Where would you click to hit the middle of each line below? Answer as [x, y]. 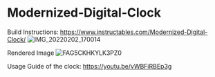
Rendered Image [31, 53]
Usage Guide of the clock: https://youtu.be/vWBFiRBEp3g [90, 66]
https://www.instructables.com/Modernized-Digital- [134, 32]
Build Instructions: [33, 32]
